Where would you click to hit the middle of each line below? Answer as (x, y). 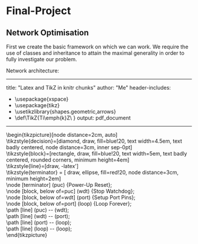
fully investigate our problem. (42, 59)
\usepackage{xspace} (42, 99)
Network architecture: (33, 71)
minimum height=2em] (34, 179)
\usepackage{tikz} (37, 105)
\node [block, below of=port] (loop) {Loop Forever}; (69, 204)
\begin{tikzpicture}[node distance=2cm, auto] (62, 135)
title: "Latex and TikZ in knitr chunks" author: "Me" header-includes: (88, 88)
